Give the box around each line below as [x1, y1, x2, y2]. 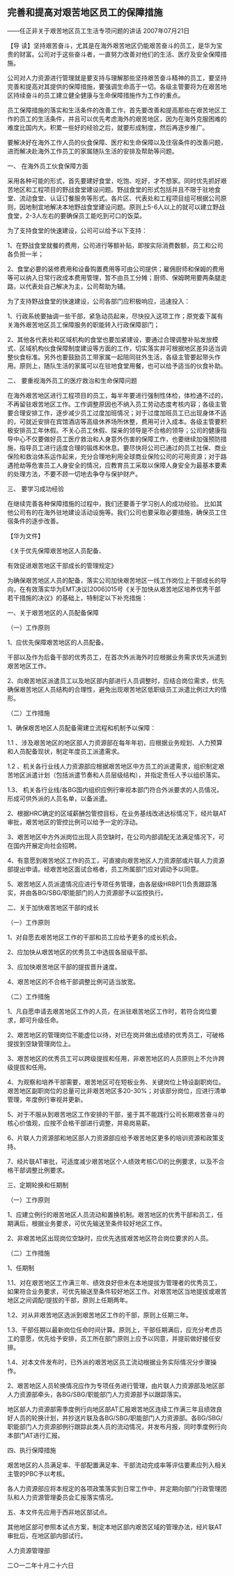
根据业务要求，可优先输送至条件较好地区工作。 [31, 1219, 166, 1227]
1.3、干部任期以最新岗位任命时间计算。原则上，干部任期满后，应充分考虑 [7, 1325, 217, 1334]
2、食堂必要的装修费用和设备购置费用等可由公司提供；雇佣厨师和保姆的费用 [7, 265, 225, 273]
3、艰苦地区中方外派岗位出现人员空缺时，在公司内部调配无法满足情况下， [7, 833, 219, 841]
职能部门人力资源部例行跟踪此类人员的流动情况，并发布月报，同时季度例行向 [7, 1422, 227, 1431]
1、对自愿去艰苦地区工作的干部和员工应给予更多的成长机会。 [7, 932, 181, 941]
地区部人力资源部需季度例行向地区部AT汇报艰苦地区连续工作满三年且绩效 [7, 1405, 217, 1413]
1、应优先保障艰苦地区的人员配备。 [7, 638, 108, 646]
